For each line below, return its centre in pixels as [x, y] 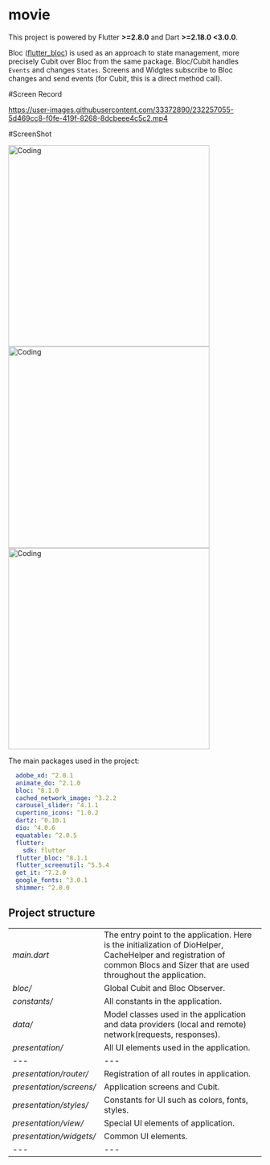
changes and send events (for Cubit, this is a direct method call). [115, 78]
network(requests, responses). [162, 1034]
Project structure [52, 913]
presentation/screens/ [54, 1087]
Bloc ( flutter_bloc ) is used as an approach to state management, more [124, 52]
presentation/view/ [48, 1123]
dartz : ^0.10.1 [41, 821]
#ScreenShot [30, 134]
